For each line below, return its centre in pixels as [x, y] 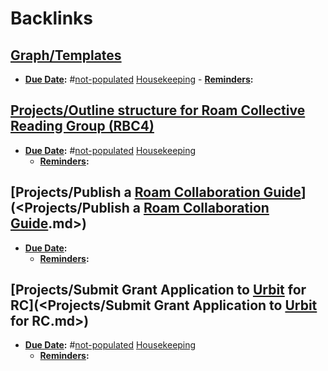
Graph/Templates [66, 55]
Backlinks [52, 18]
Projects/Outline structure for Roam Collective [158, 110]
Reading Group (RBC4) [82, 126]
